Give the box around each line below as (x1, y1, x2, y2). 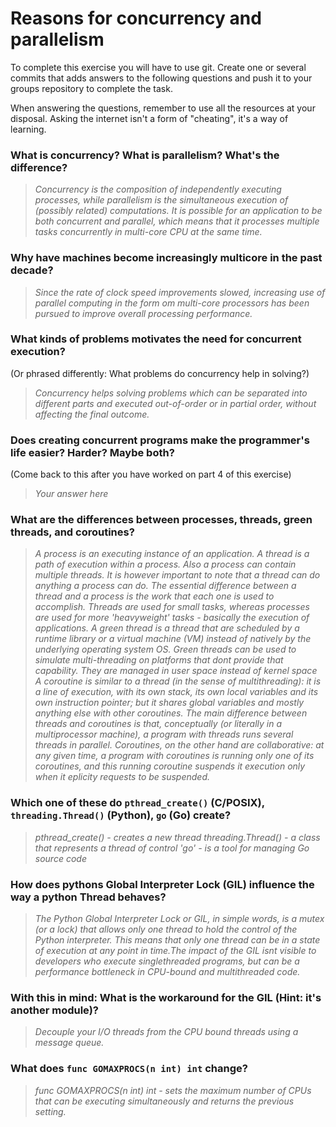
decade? (10, 263, 54, 277)
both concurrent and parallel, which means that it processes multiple (34, 215, 320, 227)
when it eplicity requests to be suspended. (34, 771, 211, 783)
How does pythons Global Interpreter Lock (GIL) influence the (10, 877, 315, 891)
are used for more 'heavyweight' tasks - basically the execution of (34, 612, 310, 624)
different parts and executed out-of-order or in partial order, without (34, 397, 317, 409)
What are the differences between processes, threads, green (10, 513, 313, 527)
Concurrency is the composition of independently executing (34, 183, 282, 196)
